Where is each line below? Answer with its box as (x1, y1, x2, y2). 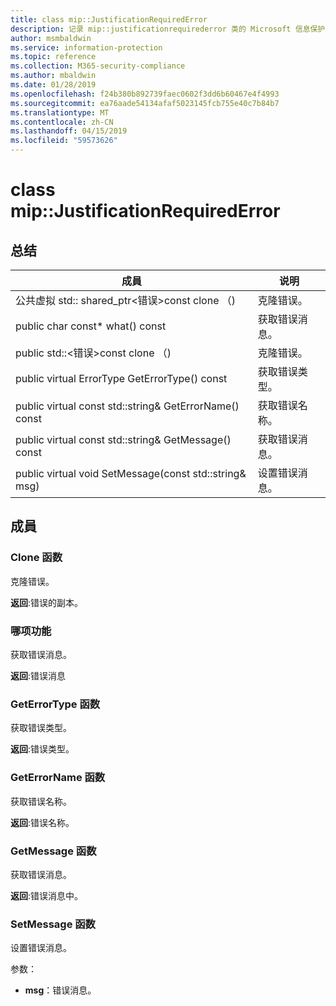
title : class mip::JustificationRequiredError (10, 14, 208, 25)
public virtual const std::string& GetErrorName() (15, 399, 240, 413)
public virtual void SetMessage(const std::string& (15, 467, 247, 480)
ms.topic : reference (10, 52, 97, 62)
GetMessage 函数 (10, 844, 97, 858)
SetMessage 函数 (10, 917, 96, 931)
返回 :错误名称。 (10, 816, 75, 828)
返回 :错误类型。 (10, 743, 75, 755)
